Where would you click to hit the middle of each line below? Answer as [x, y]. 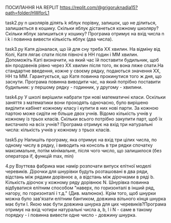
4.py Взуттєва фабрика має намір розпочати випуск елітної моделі [78, 166]
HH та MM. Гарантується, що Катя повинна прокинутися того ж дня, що [83, 76]
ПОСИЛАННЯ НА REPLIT [32, 7]
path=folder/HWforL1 [27, 13]
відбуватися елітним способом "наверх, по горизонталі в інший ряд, [80, 188]
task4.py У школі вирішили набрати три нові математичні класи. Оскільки [86, 97]
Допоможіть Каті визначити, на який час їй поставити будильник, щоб [82, 60]
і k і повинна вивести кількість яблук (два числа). [59, 39]
